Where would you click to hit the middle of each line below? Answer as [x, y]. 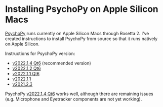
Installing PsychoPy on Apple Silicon [82, 9]
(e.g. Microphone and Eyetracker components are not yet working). [74, 99]
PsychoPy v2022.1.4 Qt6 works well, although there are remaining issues [79, 94]
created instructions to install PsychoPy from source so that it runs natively [81, 39]
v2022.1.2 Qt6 [26, 68]
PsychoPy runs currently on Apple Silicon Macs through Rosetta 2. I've [77, 33]
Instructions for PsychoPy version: [40, 53]
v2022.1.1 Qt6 [26, 73]
